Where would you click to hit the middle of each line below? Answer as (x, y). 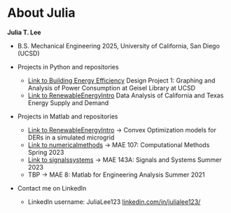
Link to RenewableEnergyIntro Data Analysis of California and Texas (126, 95)
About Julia (41, 13)
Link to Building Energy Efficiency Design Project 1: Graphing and (121, 80)
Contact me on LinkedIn (52, 188)
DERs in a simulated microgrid (71, 137)
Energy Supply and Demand (68, 102)
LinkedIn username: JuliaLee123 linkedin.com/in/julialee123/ (114, 202)
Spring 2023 (46, 152)
